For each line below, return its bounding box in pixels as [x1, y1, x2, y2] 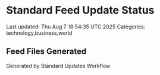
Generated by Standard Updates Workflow [6, 62, 111, 69]
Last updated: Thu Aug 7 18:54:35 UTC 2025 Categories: [6, 23, 146, 30]
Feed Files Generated [6, 47, 87, 57]
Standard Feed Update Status [6, 4, 155, 17]
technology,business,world [6, 29, 73, 36]
